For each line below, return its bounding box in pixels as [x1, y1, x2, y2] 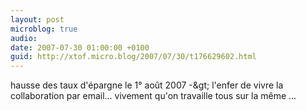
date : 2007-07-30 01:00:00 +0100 [10, 42, 150, 53]
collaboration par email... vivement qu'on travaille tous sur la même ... [10, 90, 297, 102]
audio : [10, 33, 38, 43]
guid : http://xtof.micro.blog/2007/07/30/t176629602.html [10, 52, 257, 62]
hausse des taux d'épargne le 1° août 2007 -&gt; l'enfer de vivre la [10, 79, 284, 91]
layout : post [10, 14, 65, 25]
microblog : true [10, 24, 78, 34]
